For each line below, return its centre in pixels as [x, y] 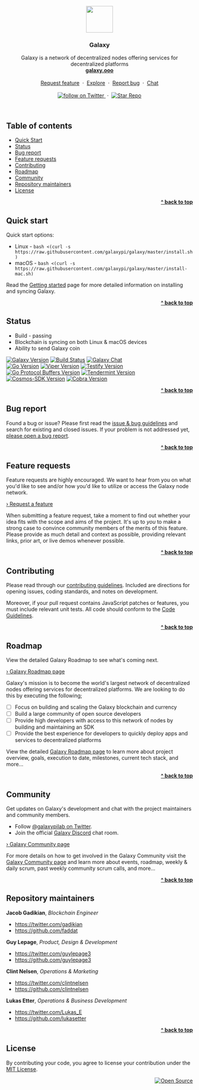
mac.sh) [24, 274]
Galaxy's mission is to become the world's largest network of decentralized [98, 683]
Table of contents [39, 125]
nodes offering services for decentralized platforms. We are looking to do [96, 689]
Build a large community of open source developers [78, 714]
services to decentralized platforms [58, 740]
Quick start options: [30, 235]
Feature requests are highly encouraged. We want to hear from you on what [99, 480]
